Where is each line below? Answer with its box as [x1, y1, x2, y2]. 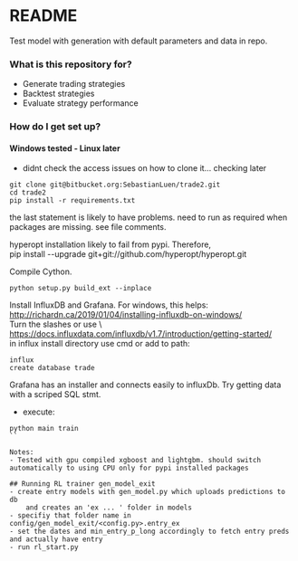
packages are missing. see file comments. [9, 222, 167, 233]
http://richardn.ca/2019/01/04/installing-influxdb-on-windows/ [9, 309, 243, 320]
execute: [22, 406, 56, 417]
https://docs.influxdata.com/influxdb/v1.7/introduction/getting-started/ [9, 328, 273, 339]
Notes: [9, 448, 34, 457]
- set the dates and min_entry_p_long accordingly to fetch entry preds [9, 527, 290, 537]
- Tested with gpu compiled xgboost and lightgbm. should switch [9, 456, 261, 465]
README [9, 5, 78, 26]
